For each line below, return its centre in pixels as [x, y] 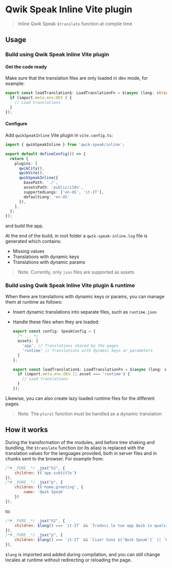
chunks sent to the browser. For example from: [55, 459]
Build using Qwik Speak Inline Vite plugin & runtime [70, 285]
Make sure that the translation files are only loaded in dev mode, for [77, 78]
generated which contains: [34, 241]
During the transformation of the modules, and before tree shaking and [80, 442]
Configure [16, 124]
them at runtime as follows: [34, 302]
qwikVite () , [31, 173]
